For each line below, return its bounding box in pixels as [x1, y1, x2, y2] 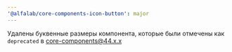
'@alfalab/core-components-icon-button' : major [7, 10, 150, 17]
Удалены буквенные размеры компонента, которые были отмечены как [7, 29, 225, 37]
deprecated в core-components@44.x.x [7, 36, 122, 45]
